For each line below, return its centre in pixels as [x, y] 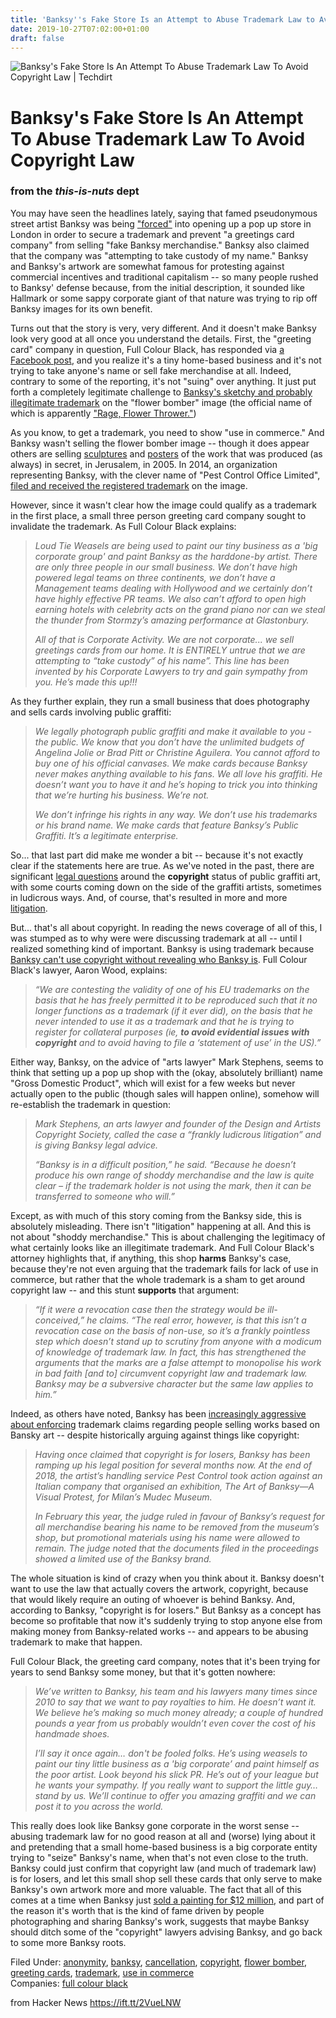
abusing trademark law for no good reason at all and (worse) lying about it [163, 1836]
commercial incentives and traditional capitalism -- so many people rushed [164, 277]
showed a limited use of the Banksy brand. [123, 1558]
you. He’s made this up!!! [86, 682]
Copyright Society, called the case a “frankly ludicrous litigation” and [178, 1134]
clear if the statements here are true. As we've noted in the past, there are [162, 865]
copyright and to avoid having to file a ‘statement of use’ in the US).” [178, 1042]
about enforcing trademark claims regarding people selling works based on [165, 1424]
